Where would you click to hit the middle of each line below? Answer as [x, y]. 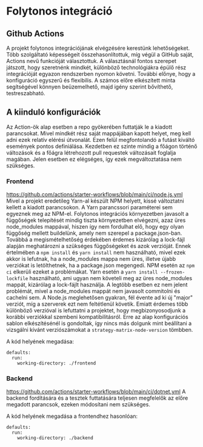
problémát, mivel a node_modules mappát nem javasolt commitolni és [93, 291]
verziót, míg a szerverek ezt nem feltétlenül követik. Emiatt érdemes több [97, 304]
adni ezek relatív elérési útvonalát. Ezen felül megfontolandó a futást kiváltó [101, 139]
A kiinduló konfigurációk [54, 113]
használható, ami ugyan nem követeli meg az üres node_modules [111, 278]
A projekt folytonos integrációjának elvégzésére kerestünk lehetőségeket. [98, 48]
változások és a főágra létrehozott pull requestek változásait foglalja [91, 152]
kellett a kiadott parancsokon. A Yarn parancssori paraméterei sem [89, 207]
